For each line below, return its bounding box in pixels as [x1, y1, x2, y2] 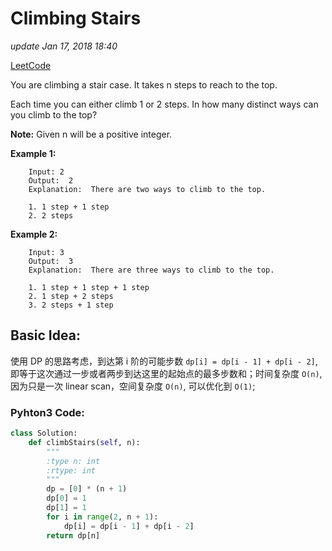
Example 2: [10, 228, 58, 240]
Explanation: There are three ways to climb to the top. [28, 265, 275, 275]
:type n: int [46, 456, 101, 466]
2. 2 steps [28, 210, 74, 221]
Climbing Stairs [10, 7, 142, 30]
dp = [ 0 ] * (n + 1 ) [46, 484, 128, 494]
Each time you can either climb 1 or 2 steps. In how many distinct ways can [10, 98, 319, 110]
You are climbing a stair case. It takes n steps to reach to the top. [10, 78, 278, 91]
